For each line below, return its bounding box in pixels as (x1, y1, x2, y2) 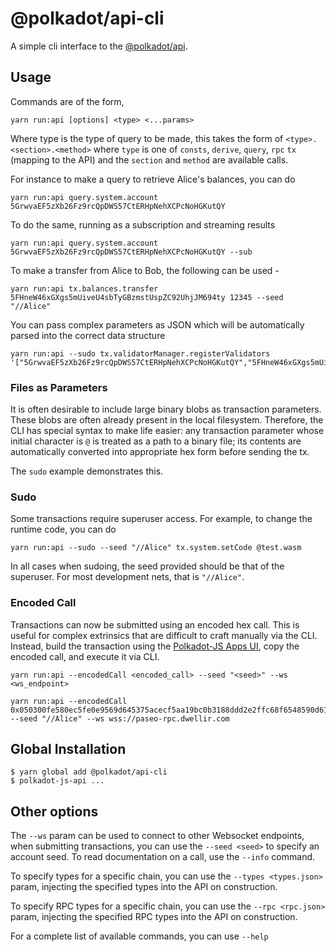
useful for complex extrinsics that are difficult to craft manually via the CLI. (10, 629, 318, 641)
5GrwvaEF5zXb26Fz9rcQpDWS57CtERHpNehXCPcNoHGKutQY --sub (10, 247, 253, 257)
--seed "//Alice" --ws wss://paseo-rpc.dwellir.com (10, 713, 230, 724)
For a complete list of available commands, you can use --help (10, 930, 269, 942)
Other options (10, 803, 99, 820)
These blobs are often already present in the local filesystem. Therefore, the (10, 414, 324, 426)
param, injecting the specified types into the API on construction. (10, 881, 278, 893)
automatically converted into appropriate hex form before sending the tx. (10, 446, 310, 458)
